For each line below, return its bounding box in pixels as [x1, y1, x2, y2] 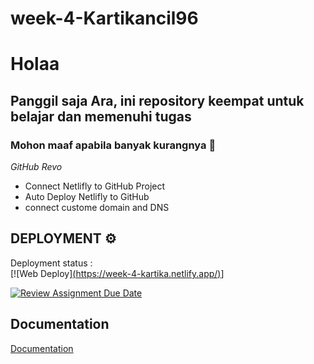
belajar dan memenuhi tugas [10, 108, 192, 125]
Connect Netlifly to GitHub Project [24, 180, 166, 192]
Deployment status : [10, 257, 93, 269]
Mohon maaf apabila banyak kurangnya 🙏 [10, 138, 217, 152]
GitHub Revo [10, 161, 63, 173]
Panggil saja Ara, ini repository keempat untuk [10, 92, 305, 109]
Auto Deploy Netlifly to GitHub [24, 191, 150, 203]
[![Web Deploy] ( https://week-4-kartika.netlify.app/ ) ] [10, 267, 225, 279]
